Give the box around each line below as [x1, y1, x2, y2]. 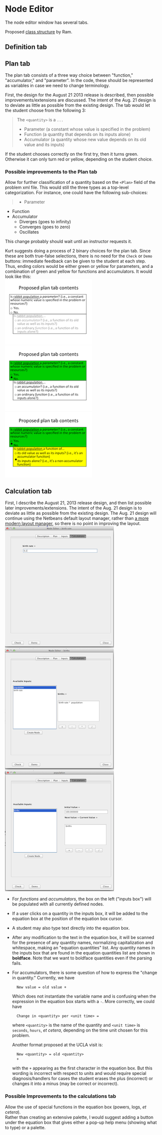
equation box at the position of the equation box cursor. [12, 916, 123, 921]
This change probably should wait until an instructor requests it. [5, 239, 132, 245]
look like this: [5, 274, 31, 280]
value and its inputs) [24, 142, 65, 148]
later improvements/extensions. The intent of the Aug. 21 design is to [5, 505, 142, 511]
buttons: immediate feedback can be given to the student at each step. [5, 258, 146, 264]
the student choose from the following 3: [5, 108, 86, 114]
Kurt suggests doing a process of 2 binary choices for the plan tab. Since [5, 248, 151, 254]
